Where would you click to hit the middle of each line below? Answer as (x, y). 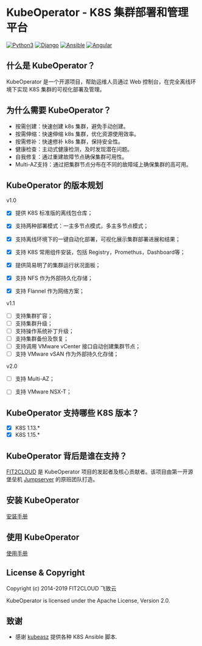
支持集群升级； (34, 323)
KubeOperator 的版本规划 (55, 185)
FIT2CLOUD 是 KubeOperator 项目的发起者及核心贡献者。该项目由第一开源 (100, 472)
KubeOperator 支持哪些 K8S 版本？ (73, 413)
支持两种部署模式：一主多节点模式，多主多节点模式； (82, 226)
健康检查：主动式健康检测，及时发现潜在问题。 (74, 149)
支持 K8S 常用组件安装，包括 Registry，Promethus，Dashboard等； (100, 252)
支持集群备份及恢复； (42, 339)
